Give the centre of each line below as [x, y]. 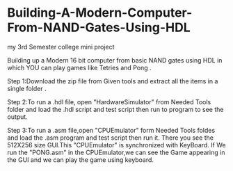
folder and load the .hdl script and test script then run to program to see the [115, 109]
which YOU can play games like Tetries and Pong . [79, 67]
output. [17, 117]
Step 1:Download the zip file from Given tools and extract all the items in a [113, 81]
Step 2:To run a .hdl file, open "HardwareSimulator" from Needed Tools [109, 101]
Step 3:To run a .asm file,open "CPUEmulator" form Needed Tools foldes [111, 130]
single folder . [27, 88]
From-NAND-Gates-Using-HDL [99, 27]
